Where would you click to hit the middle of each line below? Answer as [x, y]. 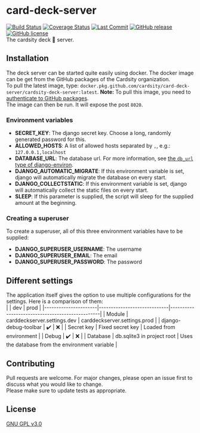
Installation [27, 58]
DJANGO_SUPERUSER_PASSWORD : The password [78, 262]
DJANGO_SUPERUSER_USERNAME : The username [78, 249]
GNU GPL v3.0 [24, 423]
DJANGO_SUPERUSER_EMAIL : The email [66, 256]
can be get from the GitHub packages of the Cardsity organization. [88, 79]
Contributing [30, 363]
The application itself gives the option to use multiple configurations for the [99, 295]
